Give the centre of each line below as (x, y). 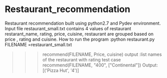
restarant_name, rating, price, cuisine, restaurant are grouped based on (79, 34)
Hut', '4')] (69, 70)
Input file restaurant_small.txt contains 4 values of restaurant (68, 28)
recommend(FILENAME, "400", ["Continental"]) (92, 65)
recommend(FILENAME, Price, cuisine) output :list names (102, 54)
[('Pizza (50, 70)
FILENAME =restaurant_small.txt (38, 44)
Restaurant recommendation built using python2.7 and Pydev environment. (83, 23)
